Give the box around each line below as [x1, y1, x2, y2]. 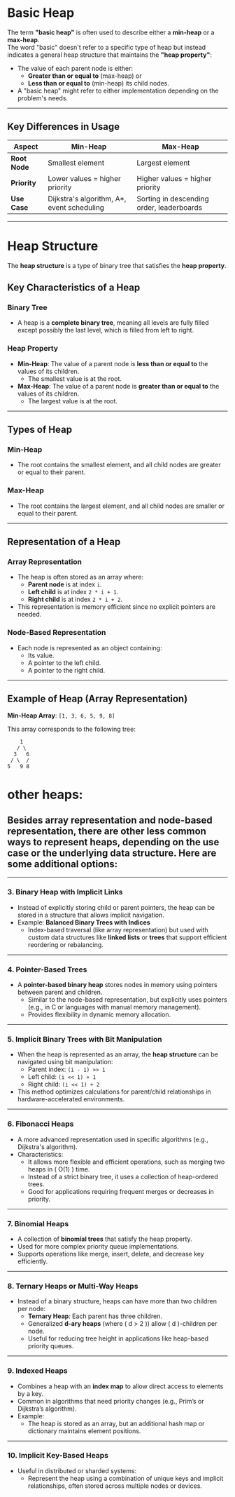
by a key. [17, 1389, 44, 1397]
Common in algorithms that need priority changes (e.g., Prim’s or [17, 1397, 204, 1405]
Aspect [13, 142, 38, 152]
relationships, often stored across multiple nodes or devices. [27, 1482, 203, 1490]
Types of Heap [7, 424, 72, 436]
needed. [17, 610, 42, 619]
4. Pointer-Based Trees [7, 965, 87, 974]
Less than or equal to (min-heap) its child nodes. [27, 79, 170, 87]
